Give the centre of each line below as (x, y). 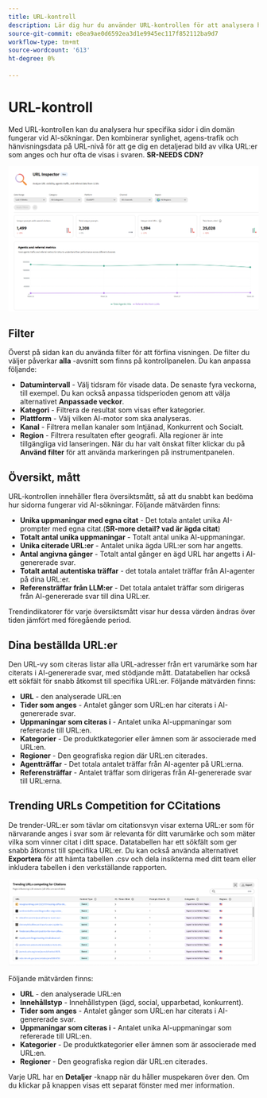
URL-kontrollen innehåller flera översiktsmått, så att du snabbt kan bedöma (131, 497)
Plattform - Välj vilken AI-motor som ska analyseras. (106, 419)
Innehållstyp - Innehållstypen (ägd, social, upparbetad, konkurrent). (132, 1002)
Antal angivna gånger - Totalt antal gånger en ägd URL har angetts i (132, 554)
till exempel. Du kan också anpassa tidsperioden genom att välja (125, 393)
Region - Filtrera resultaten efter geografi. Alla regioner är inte (122, 435)
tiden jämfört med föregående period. (70, 621)
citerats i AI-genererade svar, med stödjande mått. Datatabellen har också (129, 673)
